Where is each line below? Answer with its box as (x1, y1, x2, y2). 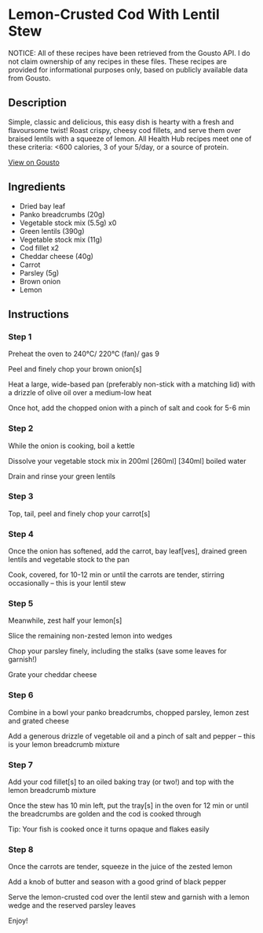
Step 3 (8, 491, 34, 502)
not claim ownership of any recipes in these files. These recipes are (8, 57, 228, 66)
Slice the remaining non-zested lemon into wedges (8, 631, 173, 641)
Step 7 (8, 759, 33, 770)
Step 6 (8, 690, 34, 701)
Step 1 (8, 331, 32, 342)
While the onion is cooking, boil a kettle (8, 441, 135, 450)
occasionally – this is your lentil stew (8, 579, 126, 588)
